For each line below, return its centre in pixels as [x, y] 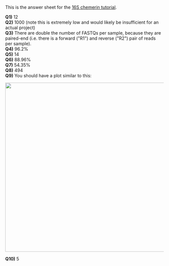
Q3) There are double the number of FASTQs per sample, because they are [83, 33]
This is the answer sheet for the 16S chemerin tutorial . [61, 7]
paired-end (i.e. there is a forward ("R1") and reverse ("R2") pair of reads [80, 38]
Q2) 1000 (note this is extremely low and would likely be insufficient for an [82, 22]
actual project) [20, 28]
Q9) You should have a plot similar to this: [49, 76]
